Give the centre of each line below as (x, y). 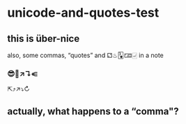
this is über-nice (44, 39)
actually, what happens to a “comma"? (93, 111)
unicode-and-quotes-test (83, 13)
